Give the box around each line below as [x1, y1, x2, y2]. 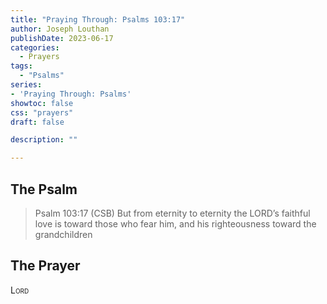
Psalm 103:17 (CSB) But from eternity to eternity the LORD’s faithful [34, 207, 311, 219]
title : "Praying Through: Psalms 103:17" [10, 14, 186, 25]
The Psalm [10, 181, 78, 198]
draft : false [10, 117, 65, 127]
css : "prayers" [10, 107, 74, 118]
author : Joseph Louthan [10, 24, 110, 34]
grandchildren [34, 228, 93, 240]
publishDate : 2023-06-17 [10, 33, 114, 43]
